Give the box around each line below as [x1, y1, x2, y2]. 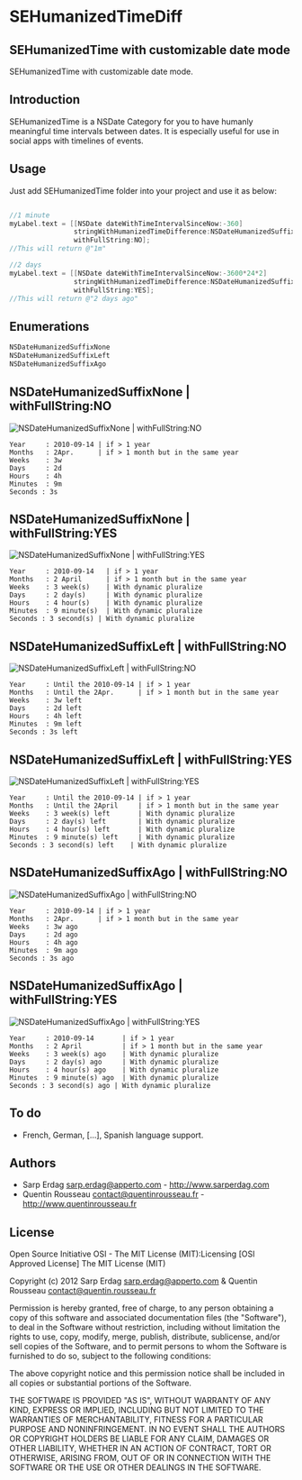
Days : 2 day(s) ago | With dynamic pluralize [9, 1057, 219, 1066]
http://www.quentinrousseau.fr [22, 1199, 138, 1210]
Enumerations [9, 318, 90, 334]
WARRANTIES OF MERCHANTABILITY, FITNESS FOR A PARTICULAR [9, 1414, 263, 1425]
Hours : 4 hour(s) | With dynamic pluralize [9, 598, 203, 608]
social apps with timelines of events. [9, 135, 144, 146]
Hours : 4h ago [9, 937, 78, 947]
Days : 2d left [9, 704, 83, 713]
